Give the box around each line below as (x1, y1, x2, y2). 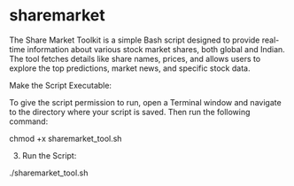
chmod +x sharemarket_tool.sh (9, 133, 122, 143)
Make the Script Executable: (9, 80, 112, 90)
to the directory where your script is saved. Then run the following (9, 106, 251, 117)
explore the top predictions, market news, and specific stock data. (9, 63, 251, 74)
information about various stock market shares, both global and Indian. (27, 43, 285, 54)
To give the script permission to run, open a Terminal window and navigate (9, 97, 282, 107)
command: (9, 116, 49, 127)
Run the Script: (21, 150, 77, 160)
